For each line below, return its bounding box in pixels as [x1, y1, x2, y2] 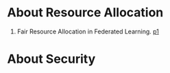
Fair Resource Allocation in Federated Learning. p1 [16, 27, 160, 35]
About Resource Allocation [7, 5, 164, 20]
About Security [7, 51, 96, 67]
